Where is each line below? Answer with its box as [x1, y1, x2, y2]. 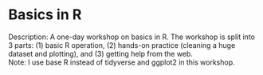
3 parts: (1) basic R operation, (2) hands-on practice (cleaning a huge [8, 40, 236, 49]
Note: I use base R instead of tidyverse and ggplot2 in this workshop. [8, 57, 235, 67]
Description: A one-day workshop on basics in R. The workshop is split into [8, 32, 255, 41]
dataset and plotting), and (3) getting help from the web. [8, 49, 194, 58]
